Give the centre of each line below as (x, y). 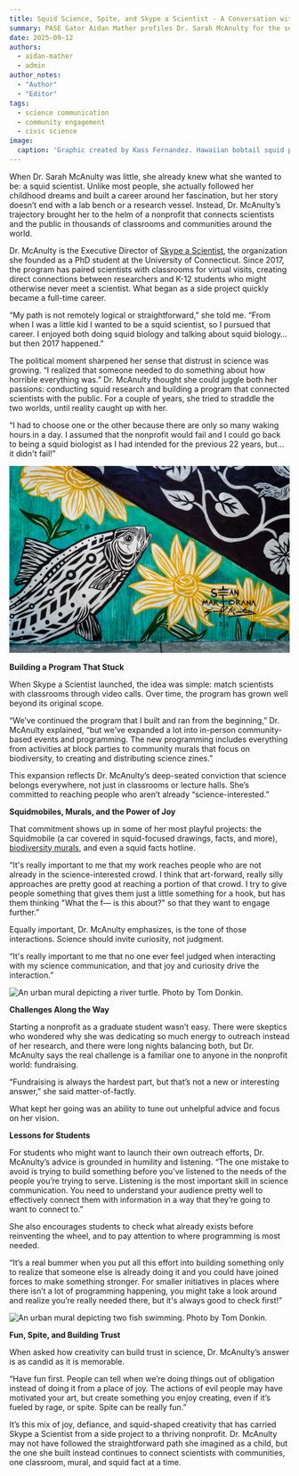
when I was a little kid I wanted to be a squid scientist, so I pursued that (140, 324)
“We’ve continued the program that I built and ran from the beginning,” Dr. (145, 720)
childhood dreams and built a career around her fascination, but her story (144, 195)
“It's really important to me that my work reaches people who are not (135, 865)
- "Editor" (37, 93)
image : (21, 141)
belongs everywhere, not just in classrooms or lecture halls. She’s (129, 785)
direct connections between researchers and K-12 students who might (138, 278)
